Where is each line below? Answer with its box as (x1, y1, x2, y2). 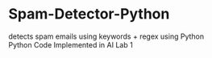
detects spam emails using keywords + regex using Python (8, 31, 204, 41)
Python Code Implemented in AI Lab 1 (8, 39, 133, 49)
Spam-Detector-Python (8, 5, 170, 23)
